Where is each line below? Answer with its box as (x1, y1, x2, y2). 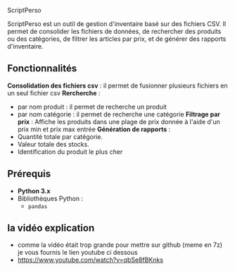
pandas (27, 203, 48, 210)
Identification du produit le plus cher (17, 147, 123, 156)
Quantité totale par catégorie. (17, 132, 103, 140)
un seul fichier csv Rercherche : (7, 88, 101, 97)
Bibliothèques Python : (17, 194, 83, 203)
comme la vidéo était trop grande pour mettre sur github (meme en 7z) (17, 241, 223, 249)
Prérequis (7, 168, 51, 180)
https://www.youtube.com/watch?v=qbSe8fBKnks (17, 255, 164, 264)
